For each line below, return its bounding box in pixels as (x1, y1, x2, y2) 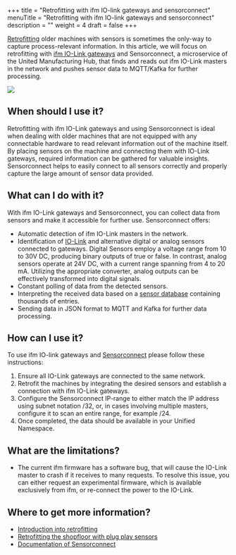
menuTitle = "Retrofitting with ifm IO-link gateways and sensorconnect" (7, 13, 215, 22)
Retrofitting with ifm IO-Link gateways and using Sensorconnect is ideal (7, 124, 216, 132)
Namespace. (17, 424, 55, 432)
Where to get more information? (7, 506, 151, 518)
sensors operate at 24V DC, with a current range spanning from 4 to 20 (17, 259, 225, 268)
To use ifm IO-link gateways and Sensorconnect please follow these (7, 351, 205, 359)
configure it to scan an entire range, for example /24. (17, 409, 171, 418)
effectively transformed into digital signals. (17, 274, 142, 282)
